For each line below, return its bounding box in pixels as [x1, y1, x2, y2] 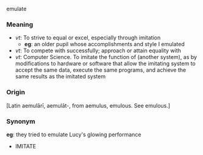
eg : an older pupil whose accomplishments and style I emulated [24, 41, 185, 48]
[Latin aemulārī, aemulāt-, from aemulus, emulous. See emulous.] [6, 102, 171, 109]
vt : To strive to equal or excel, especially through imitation [15, 34, 161, 41]
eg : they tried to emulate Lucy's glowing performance [6, 131, 141, 138]
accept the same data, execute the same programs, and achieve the [15, 66, 187, 74]
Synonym [6, 117, 35, 125]
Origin [6, 88, 26, 97]
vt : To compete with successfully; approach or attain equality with [15, 47, 182, 54]
